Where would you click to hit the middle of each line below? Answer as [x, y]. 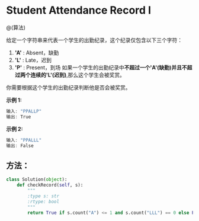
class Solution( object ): [37, 180]
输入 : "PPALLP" [24, 111]
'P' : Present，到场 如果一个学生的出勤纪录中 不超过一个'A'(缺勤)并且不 [101, 67]
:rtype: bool [44, 201]
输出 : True [19, 117]
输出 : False [20, 146]
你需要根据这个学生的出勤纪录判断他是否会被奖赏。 [68, 87]
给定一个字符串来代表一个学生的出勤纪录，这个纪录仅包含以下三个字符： [94, 40]
